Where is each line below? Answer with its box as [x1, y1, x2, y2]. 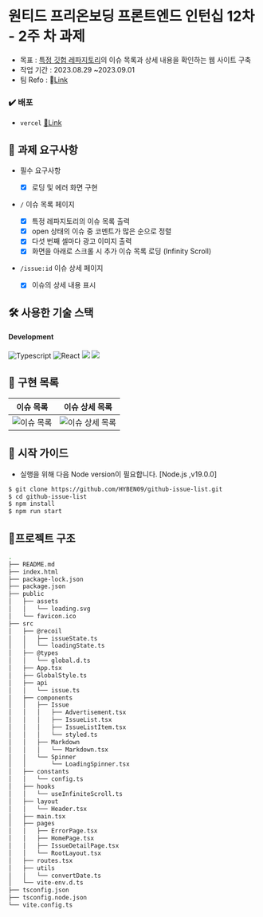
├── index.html [8, 567, 59, 576]
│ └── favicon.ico [8, 612, 77, 620]
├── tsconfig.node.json [8, 894, 88, 902]
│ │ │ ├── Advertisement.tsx [8, 708, 127, 717]
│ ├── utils [8, 864, 56, 872]
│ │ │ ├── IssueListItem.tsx [8, 723, 127, 731]
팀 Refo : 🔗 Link [19, 75, 69, 84]
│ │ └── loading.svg [8, 605, 91, 613]
